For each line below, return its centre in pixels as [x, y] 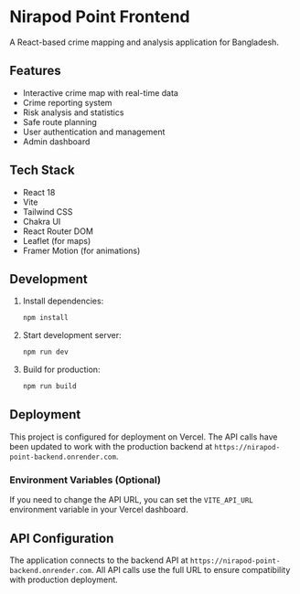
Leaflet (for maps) [57, 240]
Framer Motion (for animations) [81, 250]
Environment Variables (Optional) [86, 480]
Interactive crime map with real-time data [100, 92]
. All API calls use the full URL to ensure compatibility [191, 569]
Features [35, 71]
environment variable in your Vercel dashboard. [99, 510]
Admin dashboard [56, 141]
